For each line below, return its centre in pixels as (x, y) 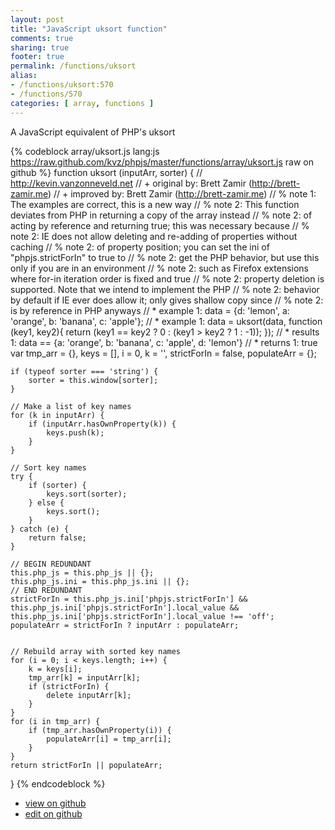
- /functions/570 (46, 94)
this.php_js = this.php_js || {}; (82, 572)
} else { (46, 502)
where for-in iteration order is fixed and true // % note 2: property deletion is (167, 278)
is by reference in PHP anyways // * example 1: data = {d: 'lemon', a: (150, 310)
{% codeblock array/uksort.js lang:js (85, 151)
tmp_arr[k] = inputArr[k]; (84, 677)
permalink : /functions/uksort (73, 66)
